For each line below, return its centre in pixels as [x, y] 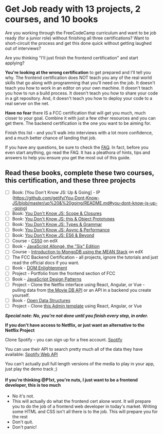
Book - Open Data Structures [41, 300]
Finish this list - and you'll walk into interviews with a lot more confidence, [79, 132]
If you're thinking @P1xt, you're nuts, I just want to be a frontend [71, 380]
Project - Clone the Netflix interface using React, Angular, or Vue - [78, 284]
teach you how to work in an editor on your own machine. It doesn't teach [79, 88]
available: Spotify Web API [32, 354]
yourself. [21, 295]
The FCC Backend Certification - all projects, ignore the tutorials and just [85, 257]
